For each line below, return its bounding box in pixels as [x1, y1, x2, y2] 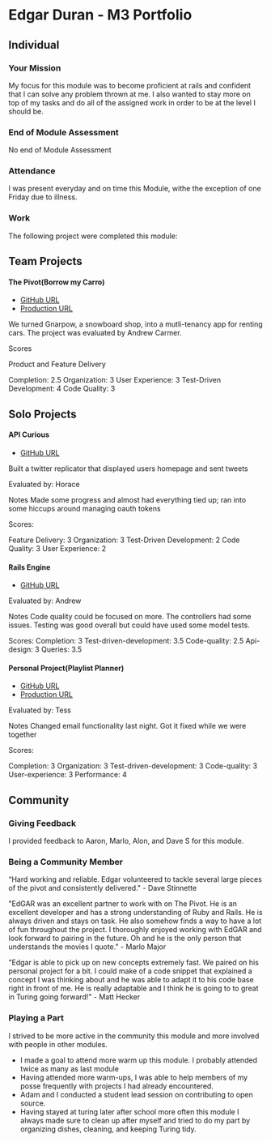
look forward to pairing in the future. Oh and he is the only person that [8, 934, 242, 943]
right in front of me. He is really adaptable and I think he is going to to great [8, 983, 259, 994]
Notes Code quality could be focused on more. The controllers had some [8, 612, 252, 622]
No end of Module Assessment [8, 145, 112, 155]
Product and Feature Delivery [8, 359, 107, 370]
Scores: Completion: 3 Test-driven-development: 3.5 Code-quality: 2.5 [8, 636, 244, 646]
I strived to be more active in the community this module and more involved [8, 1031, 260, 1041]
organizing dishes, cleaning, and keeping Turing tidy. [19, 1124, 197, 1134]
